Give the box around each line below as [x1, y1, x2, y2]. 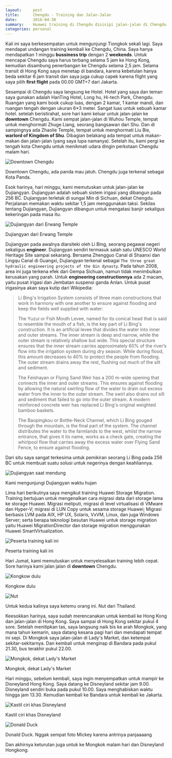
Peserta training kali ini [5, 548, 54, 554]
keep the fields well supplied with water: [17, 306, 104, 312]
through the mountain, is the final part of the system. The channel [17, 423, 157, 429]
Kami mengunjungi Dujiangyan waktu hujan [5, 480, 97, 486]
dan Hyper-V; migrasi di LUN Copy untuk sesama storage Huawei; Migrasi [5, 506, 162, 512]
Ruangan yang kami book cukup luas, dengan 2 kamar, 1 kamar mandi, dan [5, 100, 164, 106]
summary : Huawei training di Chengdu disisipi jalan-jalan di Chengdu [5, 22, 167, 27]
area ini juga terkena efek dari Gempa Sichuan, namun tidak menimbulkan [5, 268, 162, 275]
